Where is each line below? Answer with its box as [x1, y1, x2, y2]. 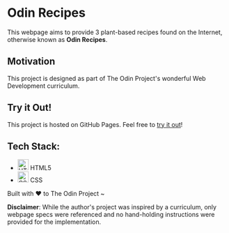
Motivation [7, 56, 56, 68]
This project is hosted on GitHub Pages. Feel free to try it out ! [7, 120, 183, 128]
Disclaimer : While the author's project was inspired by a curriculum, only [7, 203, 217, 211]
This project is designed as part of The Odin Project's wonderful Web [7, 74, 207, 82]
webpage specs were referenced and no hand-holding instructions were [7, 211, 215, 219]
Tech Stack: [7, 140, 61, 152]
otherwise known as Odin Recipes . [7, 35, 108, 43]
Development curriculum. [7, 82, 80, 90]
